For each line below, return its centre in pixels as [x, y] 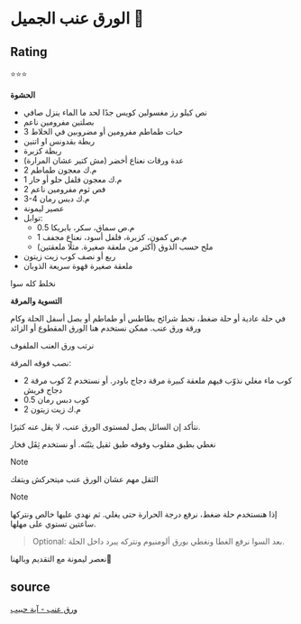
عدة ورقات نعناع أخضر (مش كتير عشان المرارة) [103, 160]
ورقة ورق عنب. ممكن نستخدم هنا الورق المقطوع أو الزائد [106, 328]
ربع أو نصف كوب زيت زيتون [69, 256]
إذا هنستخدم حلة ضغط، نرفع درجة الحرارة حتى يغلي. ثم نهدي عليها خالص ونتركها [144, 514]
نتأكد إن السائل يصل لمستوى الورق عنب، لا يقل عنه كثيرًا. [105, 427]
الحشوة [23, 95]
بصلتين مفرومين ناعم [59, 122]
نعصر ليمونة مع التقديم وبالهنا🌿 [61, 559]
